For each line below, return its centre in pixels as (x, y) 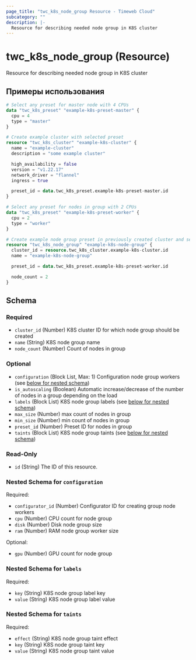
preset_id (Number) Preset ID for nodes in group (73, 426)
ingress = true (30, 180)
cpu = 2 (21, 218)
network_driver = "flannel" (45, 175)
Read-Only (22, 454)
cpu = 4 (21, 116)
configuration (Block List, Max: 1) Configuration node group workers (97, 377)
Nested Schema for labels (44, 569)
